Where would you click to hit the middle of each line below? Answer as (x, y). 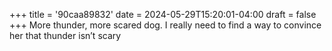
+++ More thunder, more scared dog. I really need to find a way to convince (165, 25)
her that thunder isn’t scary (65, 35)
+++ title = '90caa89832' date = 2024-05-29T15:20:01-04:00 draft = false (163, 14)
